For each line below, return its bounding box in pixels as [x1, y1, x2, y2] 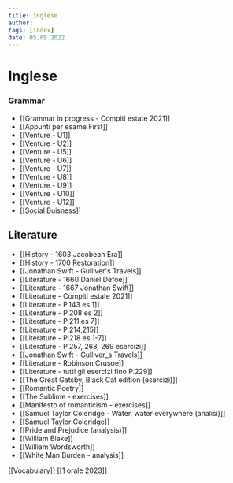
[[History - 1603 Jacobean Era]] [19, 249, 124, 258]
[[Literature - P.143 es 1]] [19, 299, 100, 309]
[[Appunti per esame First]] [19, 121, 109, 131]
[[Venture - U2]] [19, 139, 72, 148]
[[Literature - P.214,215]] [19, 325, 99, 334]
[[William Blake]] [19, 433, 73, 443]
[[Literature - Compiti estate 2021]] [19, 291, 133, 300]
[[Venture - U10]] [19, 188, 75, 198]
